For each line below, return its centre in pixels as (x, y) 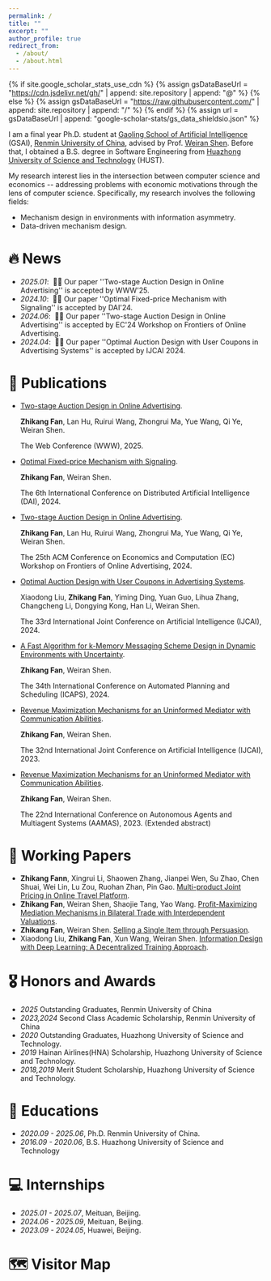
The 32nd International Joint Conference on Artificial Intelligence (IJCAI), (142, 749)
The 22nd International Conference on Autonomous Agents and (126, 814)
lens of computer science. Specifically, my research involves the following (132, 193)
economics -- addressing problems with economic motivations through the (133, 184)
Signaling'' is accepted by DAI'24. (76, 307)
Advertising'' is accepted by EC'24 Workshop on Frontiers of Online (133, 324)
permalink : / (30, 16)
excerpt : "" (28, 31)
